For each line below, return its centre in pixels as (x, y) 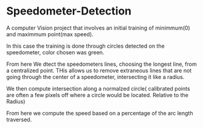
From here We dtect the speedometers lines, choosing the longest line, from (101, 64)
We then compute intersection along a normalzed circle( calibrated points (98, 88)
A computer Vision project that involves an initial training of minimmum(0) (98, 28)
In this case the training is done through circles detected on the (86, 46)
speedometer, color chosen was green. (55, 52)
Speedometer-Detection (69, 11)
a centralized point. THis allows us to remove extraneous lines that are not (99, 70)
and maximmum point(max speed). (50, 34)
